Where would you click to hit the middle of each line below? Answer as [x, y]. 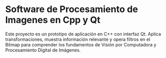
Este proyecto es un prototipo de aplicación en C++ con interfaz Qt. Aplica [83, 34]
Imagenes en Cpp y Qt [53, 20]
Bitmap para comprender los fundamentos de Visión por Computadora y [81, 44]
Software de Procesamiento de [72, 9]
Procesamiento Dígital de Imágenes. [43, 50]
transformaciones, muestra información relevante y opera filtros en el [78, 39]
